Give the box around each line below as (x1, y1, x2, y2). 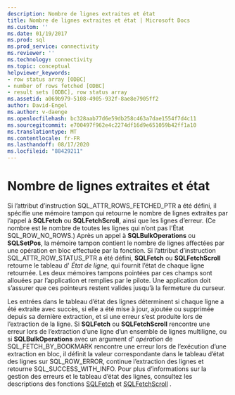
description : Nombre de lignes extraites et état (7, 10, 156, 18)
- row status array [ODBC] (7, 75, 87, 83)
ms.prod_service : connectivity (7, 43, 99, 50)
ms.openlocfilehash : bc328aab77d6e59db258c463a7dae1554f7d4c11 (7, 115, 197, 122)
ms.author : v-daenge (7, 108, 68, 115)
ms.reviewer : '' (7, 50, 55, 57)
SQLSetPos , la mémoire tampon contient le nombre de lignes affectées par (7, 239, 225, 247)
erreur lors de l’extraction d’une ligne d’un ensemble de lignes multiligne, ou (7, 327, 227, 335)
